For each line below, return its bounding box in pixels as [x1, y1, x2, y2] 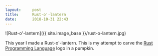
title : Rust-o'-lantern [5, 12, 66, 17]
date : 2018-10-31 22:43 [5, 16, 69, 21]
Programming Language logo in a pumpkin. [5, 45, 94, 51]
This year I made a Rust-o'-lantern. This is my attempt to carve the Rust [5, 40, 153, 46]
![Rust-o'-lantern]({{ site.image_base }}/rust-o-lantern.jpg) [5, 30, 126, 36]
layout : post [5, 7, 42, 12]
